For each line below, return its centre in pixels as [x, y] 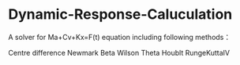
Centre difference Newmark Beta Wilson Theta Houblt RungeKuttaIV [119, 52]
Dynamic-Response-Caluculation [120, 14]
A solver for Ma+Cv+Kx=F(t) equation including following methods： [120, 37]
